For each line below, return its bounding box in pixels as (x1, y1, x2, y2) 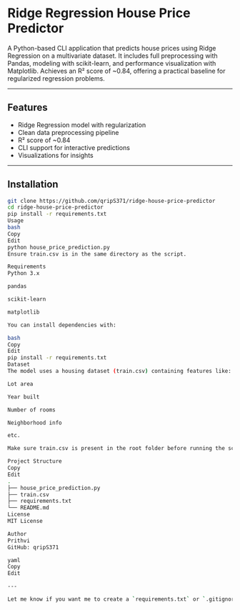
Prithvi (7, 537, 31, 544)
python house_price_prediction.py (7, 244, 111, 251)
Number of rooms (7, 406, 56, 414)
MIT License (7, 518, 43, 525)
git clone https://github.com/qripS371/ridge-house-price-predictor (7, 197, 216, 204)
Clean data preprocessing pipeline (17, 128, 119, 136)
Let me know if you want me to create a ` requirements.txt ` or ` (7, 596, 206, 603)
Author (7, 530, 27, 537)
